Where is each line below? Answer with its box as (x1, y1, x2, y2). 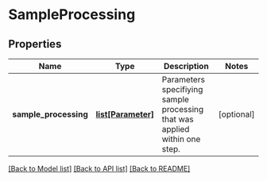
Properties (8, 37, 62, 51)
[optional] (218, 109, 255, 120)
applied (161, 124, 190, 134)
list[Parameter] (95, 109, 155, 120)
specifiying (161, 84, 203, 94)
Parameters (161, 74, 205, 85)
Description (163, 61, 209, 71)
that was (161, 114, 194, 125)
